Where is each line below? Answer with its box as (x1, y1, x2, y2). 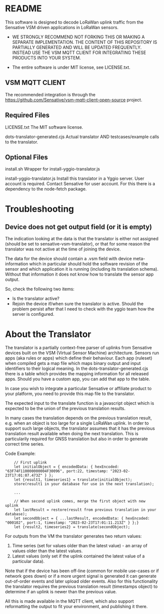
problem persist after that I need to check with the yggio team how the (12, 306, 154, 312)
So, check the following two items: (5, 286, 75, 292)
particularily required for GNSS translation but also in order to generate (5, 436, 148, 442)
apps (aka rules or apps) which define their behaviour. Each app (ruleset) (5, 355, 153, 361)
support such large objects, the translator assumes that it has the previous (5, 425, 155, 431)
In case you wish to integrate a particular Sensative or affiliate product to (5, 386, 152, 391)
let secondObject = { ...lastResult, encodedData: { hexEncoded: (14, 516, 150, 521)
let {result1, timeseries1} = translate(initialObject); (14, 477, 133, 482)
